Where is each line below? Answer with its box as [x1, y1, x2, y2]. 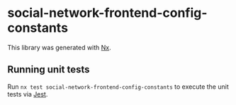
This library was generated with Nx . [7, 43, 111, 51]
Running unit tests [7, 63, 90, 75]
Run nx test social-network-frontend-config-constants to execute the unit [7, 82, 229, 91]
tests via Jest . [7, 89, 48, 98]
